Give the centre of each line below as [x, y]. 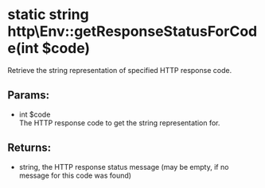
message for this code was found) [75, 175]
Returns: [29, 148]
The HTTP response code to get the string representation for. [119, 123]
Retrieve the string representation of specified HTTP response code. [120, 70]
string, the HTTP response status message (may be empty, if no [124, 167]
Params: [28, 96]
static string [48, 15]
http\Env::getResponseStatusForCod [132, 31]
